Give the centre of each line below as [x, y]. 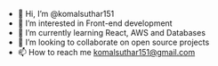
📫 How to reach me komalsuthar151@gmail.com [106, 52]
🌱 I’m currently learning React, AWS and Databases [112, 33]
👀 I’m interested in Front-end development [95, 23]
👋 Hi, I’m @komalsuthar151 [66, 14]
